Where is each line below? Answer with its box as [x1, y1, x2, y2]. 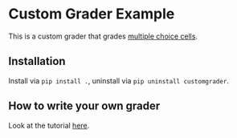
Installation [8, 55, 66, 68]
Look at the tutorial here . [8, 120, 90, 130]
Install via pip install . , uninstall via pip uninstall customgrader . [8, 75, 229, 85]
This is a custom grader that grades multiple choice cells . [8, 31, 198, 41]
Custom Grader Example [8, 5, 175, 23]
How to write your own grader [8, 99, 161, 113]
